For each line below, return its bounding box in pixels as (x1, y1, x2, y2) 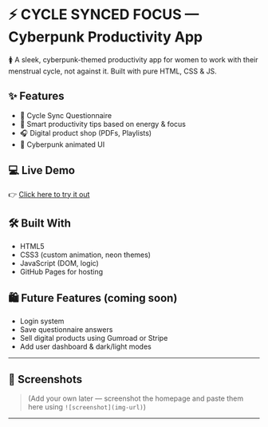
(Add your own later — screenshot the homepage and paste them (27, 393, 244, 403)
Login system (19, 316, 65, 326)
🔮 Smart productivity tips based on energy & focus (19, 119, 186, 128)
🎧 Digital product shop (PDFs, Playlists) (19, 128, 152, 137)
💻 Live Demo (8, 164, 76, 177)
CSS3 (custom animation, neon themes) (19, 250, 152, 259)
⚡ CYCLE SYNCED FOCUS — (8, 6, 199, 24)
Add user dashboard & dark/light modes (19, 342, 152, 351)
